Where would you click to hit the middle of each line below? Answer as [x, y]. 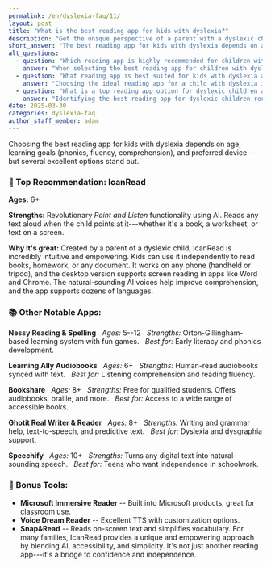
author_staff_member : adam [54, 121]
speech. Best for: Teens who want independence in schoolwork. [150, 464]
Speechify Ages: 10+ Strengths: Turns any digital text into [108, 456]
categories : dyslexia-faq [52, 114]
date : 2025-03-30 [38, 106]
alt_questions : [34, 53]
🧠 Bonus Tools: [38, 485]
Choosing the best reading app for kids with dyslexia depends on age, [125, 144]
